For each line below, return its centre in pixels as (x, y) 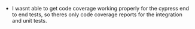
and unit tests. (29, 21)
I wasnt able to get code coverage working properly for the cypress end (100, 8)
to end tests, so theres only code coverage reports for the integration (97, 14)
